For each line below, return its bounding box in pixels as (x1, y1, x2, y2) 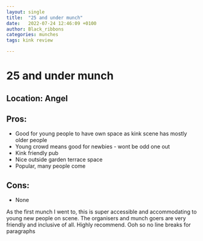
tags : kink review (6, 37, 53, 43)
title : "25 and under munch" (6, 15, 84, 21)
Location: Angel (6, 93, 68, 104)
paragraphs (6, 228, 35, 235)
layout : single (6, 9, 45, 15)
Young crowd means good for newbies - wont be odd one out (15, 143, 170, 150)
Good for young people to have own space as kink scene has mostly (15, 130, 187, 137)
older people (15, 137, 48, 144)
